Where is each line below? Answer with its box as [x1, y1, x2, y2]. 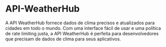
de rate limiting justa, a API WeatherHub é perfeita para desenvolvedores [5, 30, 159, 36]
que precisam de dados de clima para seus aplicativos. [5, 36, 121, 42]
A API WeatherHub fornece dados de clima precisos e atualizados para [5, 20, 155, 26]
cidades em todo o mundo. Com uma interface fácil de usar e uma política [5, 25, 161, 31]
